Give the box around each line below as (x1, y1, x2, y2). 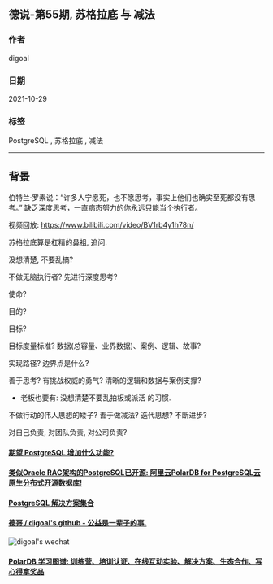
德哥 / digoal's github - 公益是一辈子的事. (8, 518, 147, 528)
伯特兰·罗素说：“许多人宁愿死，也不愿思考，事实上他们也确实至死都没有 (8, 193, 249, 203)
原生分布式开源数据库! (8, 478, 83, 488)
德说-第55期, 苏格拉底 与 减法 (8, 7, 156, 22)
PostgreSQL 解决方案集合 (8, 498, 95, 508)
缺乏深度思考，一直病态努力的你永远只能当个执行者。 (24, 203, 203, 213)
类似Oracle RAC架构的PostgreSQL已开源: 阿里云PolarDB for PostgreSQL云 (8, 468, 262, 477)
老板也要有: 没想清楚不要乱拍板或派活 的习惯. (19, 393, 171, 403)
